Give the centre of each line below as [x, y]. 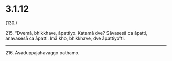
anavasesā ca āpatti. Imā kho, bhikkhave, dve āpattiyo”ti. [65, 38]
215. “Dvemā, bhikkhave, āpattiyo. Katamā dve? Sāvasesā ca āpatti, [76, 33]
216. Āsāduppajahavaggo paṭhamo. [42, 53]
